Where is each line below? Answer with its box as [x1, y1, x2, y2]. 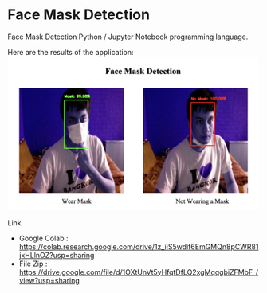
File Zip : [18, 259, 48, 268]
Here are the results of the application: [7, 47, 134, 57]
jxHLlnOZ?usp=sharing [18, 250, 95, 260]
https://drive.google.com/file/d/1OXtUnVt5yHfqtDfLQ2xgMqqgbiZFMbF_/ [18, 267, 259, 276]
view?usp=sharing [18, 275, 80, 285]
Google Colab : [18, 233, 69, 243]
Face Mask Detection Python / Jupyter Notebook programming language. [7, 32, 249, 41]
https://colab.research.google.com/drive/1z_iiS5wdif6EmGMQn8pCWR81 [18, 241, 259, 252]
